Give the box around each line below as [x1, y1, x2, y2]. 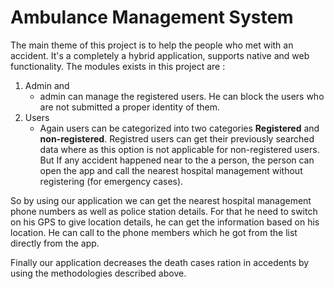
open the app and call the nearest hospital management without [39, 164, 303, 176]
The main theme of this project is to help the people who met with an [10, 39, 294, 51]
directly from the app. [10, 237, 100, 249]
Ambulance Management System [10, 6, 294, 29]
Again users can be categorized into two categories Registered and [39, 122, 320, 134]
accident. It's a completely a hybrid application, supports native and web [10, 49, 310, 61]
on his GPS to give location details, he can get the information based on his [10, 216, 320, 228]
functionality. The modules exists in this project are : [10, 60, 226, 72]
